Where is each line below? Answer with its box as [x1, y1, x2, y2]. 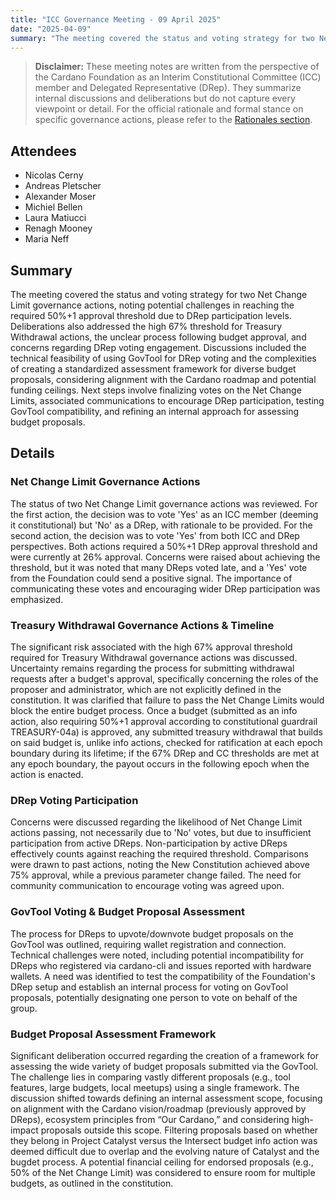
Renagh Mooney [24, 222, 93, 235]
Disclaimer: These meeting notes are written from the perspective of [34, 61, 320, 73]
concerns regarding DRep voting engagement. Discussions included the [10, 342, 307, 353]
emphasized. [10, 593, 64, 605]
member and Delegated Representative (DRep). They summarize [34, 82, 302, 94]
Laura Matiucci [24, 212, 87, 224]
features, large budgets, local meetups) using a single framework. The [10, 1081, 300, 1093]
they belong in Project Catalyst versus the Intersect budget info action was [10, 1134, 318, 1146]
